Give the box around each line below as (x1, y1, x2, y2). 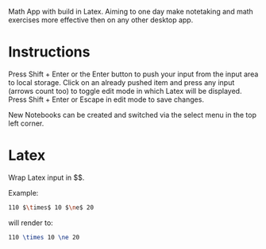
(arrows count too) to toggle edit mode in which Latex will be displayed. (8, 86, 242, 95)
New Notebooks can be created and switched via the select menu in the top (8, 110, 256, 119)
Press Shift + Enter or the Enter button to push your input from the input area (8, 69, 259, 79)
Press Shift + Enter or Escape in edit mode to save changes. (8, 95, 205, 104)
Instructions (8, 43, 91, 61)
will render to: (8, 218, 53, 228)
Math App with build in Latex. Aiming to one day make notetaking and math (8, 7, 254, 16)
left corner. (8, 119, 44, 128)
